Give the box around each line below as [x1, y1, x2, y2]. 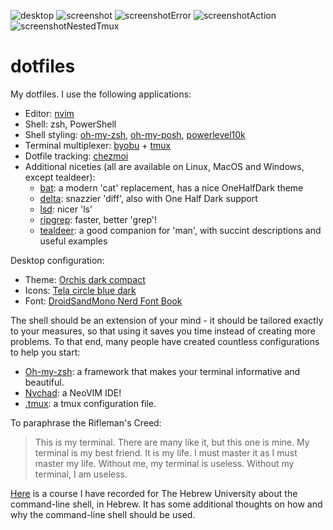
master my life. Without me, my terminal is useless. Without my [34, 457, 295, 469]
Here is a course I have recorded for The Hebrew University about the [10, 487, 298, 499]
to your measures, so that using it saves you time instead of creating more [10, 325, 316, 337]
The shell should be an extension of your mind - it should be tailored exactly [10, 314, 324, 326]
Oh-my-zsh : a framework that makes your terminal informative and [24, 365, 301, 377]
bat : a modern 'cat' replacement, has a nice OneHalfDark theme [39, 181, 304, 194]
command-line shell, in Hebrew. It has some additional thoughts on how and [10, 498, 323, 510]
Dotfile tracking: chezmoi [24, 150, 129, 162]
